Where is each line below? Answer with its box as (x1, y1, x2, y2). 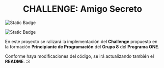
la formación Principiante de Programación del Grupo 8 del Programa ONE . (5, 44, 160, 49)
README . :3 (5, 58, 30, 64)
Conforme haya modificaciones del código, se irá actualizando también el (5, 53, 154, 59)
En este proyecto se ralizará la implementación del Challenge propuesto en (5, 38, 158, 45)
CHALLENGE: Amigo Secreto (23, 3, 142, 15)
